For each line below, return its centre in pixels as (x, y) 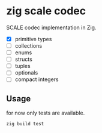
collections (28, 46)
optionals (26, 73)
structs (24, 59)
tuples (23, 66)
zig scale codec (46, 11)
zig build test (25, 124)
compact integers (37, 79)
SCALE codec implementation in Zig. (51, 27)
